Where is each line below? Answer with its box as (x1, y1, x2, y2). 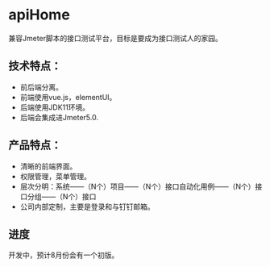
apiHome (8, 6, 70, 24)
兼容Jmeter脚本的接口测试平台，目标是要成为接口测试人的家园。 (8, 33, 223, 43)
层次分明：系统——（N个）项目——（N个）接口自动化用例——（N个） (19, 181, 255, 191)
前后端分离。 (19, 82, 63, 92)
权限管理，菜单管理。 (19, 171, 91, 181)
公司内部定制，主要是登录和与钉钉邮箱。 (19, 202, 155, 211)
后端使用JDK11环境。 (19, 102, 90, 112)
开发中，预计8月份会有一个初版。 (8, 250, 119, 260)
